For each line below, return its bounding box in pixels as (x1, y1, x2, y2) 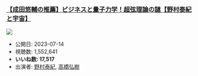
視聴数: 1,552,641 (14, 48, 58, 55)
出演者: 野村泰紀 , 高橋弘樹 (14, 63, 80, 71)
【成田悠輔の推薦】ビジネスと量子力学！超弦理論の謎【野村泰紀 (6, 5, 192, 13)
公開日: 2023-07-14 (14, 40, 65, 48)
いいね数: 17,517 (14, 55, 55, 63)
